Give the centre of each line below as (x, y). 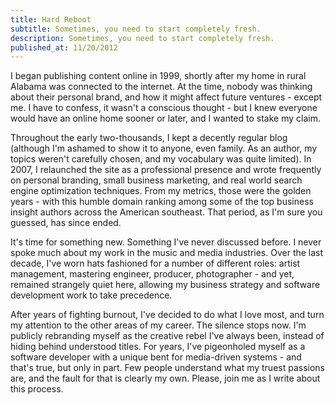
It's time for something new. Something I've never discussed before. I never (166, 242)
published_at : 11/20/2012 (64, 47)
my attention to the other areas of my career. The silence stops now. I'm (158, 325)
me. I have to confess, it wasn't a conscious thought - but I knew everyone (164, 108)
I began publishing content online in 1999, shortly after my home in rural (158, 76)
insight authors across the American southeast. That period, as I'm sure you (166, 212)
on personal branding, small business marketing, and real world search (156, 180)
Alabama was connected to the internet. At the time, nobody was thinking (161, 87)
